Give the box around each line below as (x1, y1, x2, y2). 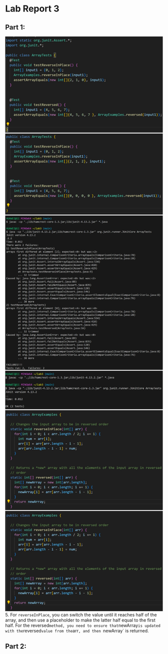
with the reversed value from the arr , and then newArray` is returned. (5, 627, 149, 633)
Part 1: (5, 23, 25, 32)
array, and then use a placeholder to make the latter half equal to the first (5, 617, 156, 623)
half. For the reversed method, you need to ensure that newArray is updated (5, 622, 161, 628)
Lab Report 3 (5, 3, 59, 15)
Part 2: (5, 642, 26, 650)
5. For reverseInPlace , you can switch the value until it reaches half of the (5, 611, 157, 617)
